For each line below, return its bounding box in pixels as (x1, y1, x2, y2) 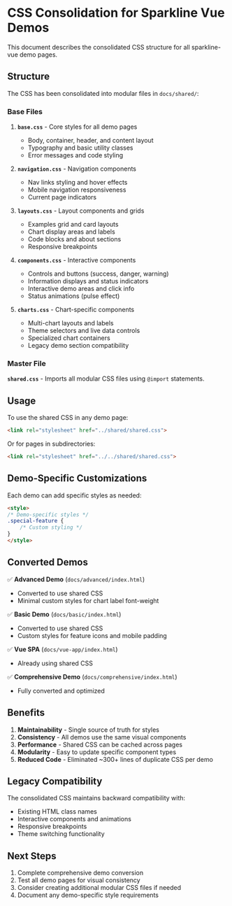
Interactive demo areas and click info (27, 285, 135, 293)
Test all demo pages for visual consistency (17, 876, 141, 884)
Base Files (7, 106, 43, 116)
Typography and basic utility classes (27, 143, 133, 152)
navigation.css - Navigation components (17, 164, 136, 173)
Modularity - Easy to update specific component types (17, 747, 177, 756)
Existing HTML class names (17, 807, 98, 816)
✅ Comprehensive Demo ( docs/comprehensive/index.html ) (7, 672, 177, 681)
